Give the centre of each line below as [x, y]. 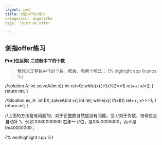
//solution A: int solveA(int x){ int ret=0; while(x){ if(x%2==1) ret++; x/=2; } [80, 86]
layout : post [18, 9]
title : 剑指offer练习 [26, 14]
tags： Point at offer [27, 23]
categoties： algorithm [29, 18]
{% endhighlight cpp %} [29, 137]
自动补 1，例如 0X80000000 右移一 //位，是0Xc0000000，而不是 [71, 122]
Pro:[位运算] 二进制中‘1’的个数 [35, 61]
